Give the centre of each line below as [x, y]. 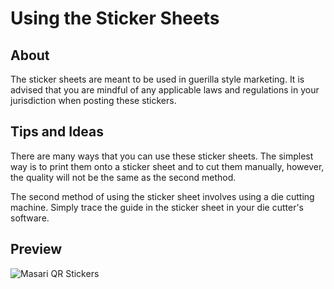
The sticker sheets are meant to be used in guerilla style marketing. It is [157, 79]
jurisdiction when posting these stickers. [93, 100]
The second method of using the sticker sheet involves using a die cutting [162, 196]
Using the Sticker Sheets [115, 18]
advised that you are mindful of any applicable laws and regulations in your [165, 90]
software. [30, 218]
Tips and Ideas [57, 132]
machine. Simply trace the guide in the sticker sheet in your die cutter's [157, 207]
